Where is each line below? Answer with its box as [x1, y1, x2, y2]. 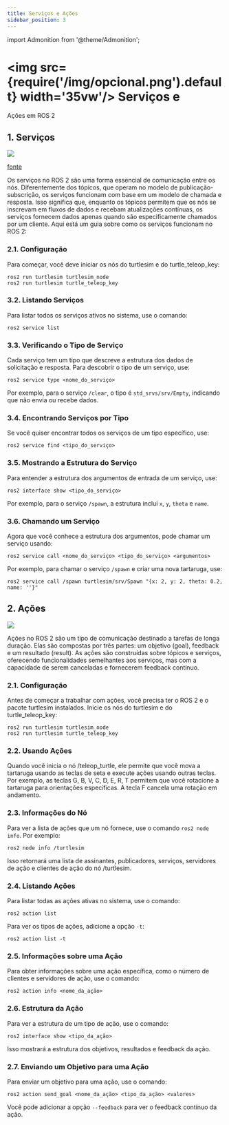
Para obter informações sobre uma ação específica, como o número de [7, 967, 210, 976]
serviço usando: [7, 539, 53, 548]
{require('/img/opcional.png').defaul [7, 74, 222, 90]
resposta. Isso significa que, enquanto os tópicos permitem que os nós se [7, 198, 217, 207]
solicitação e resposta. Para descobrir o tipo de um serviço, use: [7, 363, 190, 372]
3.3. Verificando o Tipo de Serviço [7, 340, 124, 350]
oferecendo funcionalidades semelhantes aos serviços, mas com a [7, 656, 197, 664]
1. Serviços [7, 132, 55, 143]
